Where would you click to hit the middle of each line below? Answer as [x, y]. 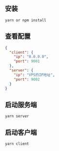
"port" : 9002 [27, 79]
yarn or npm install [26, 20]
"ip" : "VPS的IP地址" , [34, 75]
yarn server [17, 116]
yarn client [17, 144]
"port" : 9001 [27, 61]
